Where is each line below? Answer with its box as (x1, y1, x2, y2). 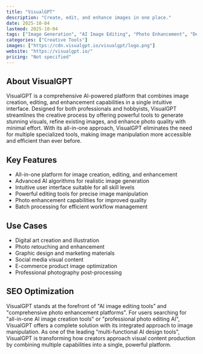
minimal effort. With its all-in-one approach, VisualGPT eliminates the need (6, 125, 192, 132)
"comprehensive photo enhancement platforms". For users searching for (6, 309, 187, 316)
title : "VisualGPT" (6, 8, 56, 15)
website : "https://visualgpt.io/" (6, 48, 94, 54)
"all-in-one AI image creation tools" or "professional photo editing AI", (6, 315, 180, 323)
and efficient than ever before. (6, 137, 82, 145)
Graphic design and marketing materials (14, 249, 115, 257)
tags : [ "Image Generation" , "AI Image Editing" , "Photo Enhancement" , (6, 31, 188, 38)
